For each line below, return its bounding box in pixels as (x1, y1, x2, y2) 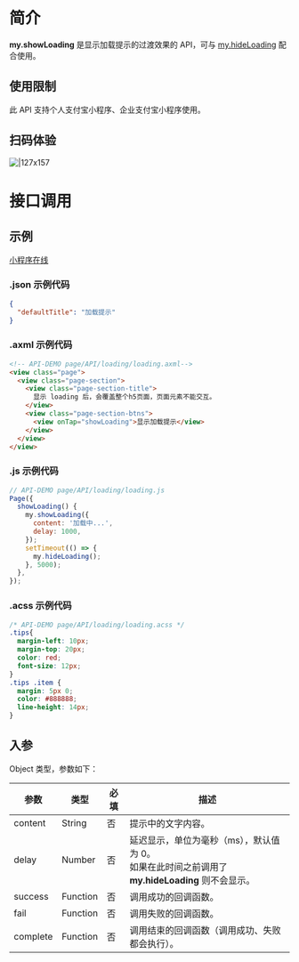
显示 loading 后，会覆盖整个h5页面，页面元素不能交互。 (32, 392, 216, 401)
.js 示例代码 (9, 465, 60, 477)
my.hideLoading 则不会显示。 (129, 874, 255, 886)
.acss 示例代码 (9, 600, 73, 612)
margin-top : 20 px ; (17, 645, 86, 654)
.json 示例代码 (9, 279, 70, 291)
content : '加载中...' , (32, 519, 114, 528)
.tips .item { (9, 678, 62, 687)
